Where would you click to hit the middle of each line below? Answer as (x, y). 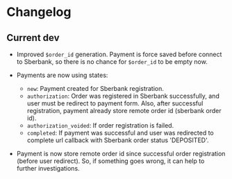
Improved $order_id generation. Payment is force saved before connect (119, 54)
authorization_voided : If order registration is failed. (100, 125)
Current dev (33, 38)
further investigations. (48, 168)
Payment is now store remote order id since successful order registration (121, 154)
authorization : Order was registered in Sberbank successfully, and (123, 96)
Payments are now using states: (62, 75)
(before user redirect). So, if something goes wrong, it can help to (110, 161)
